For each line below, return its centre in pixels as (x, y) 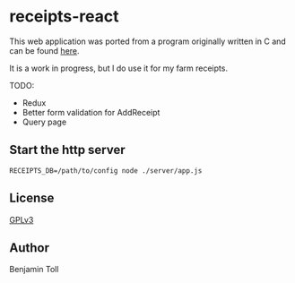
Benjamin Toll (34, 270)
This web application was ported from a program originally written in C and (148, 41)
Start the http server (67, 150)
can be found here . (44, 50)
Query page (44, 122)
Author (29, 248)
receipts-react (64, 17)
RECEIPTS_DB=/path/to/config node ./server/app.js (106, 171)
